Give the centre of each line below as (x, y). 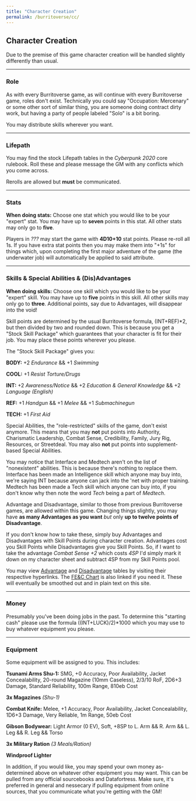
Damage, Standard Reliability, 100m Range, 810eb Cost (72, 686)
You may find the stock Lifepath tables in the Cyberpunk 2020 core (87, 158)
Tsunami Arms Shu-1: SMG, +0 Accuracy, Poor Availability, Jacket (86, 674)
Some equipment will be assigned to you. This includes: (73, 662)
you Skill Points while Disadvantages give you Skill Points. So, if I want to (93, 547)
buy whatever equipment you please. (50, 629)
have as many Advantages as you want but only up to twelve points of (92, 517)
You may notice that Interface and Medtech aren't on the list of (81, 462)
